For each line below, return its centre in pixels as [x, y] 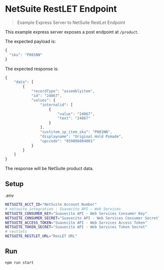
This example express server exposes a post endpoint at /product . [72, 32]
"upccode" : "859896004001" [67, 141]
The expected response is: [32, 69]
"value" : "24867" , [76, 114]
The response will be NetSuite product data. [49, 169]
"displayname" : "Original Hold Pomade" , [82, 136]
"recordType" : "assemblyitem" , [63, 91]
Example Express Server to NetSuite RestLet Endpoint [71, 22]
